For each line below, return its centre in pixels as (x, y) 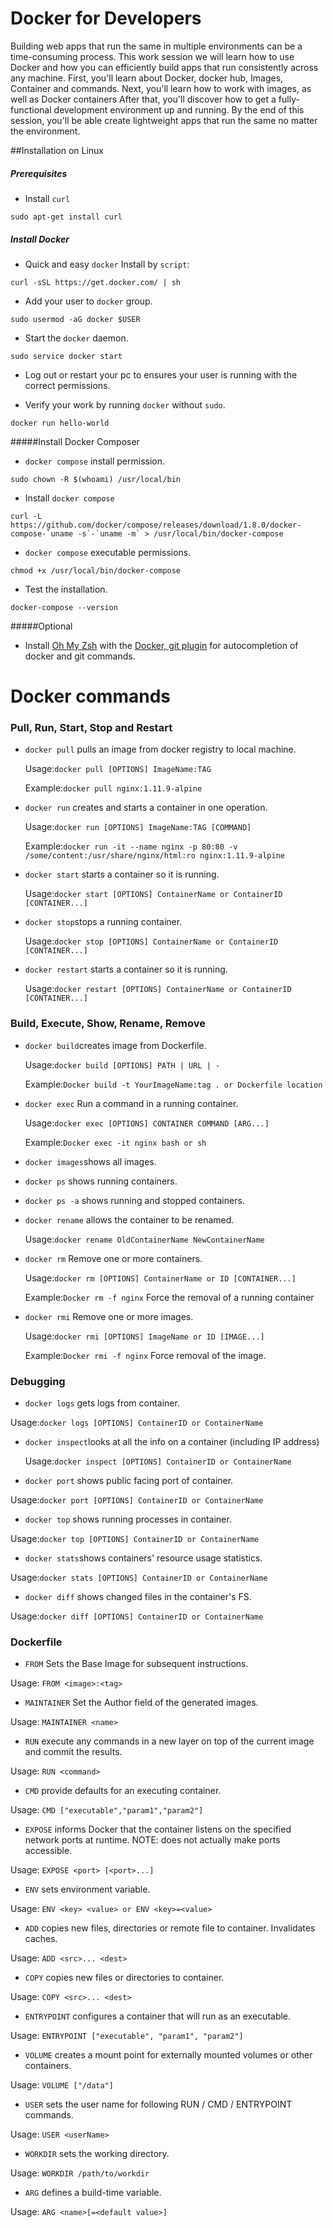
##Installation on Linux (57, 150)
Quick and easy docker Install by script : (107, 264)
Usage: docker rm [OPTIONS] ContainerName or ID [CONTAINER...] (160, 1278)
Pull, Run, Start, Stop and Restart (91, 727)
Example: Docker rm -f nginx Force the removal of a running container (169, 1297)
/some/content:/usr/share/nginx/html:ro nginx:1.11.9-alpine (155, 856)
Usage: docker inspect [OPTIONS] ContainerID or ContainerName (158, 1461)
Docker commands (90, 696)
